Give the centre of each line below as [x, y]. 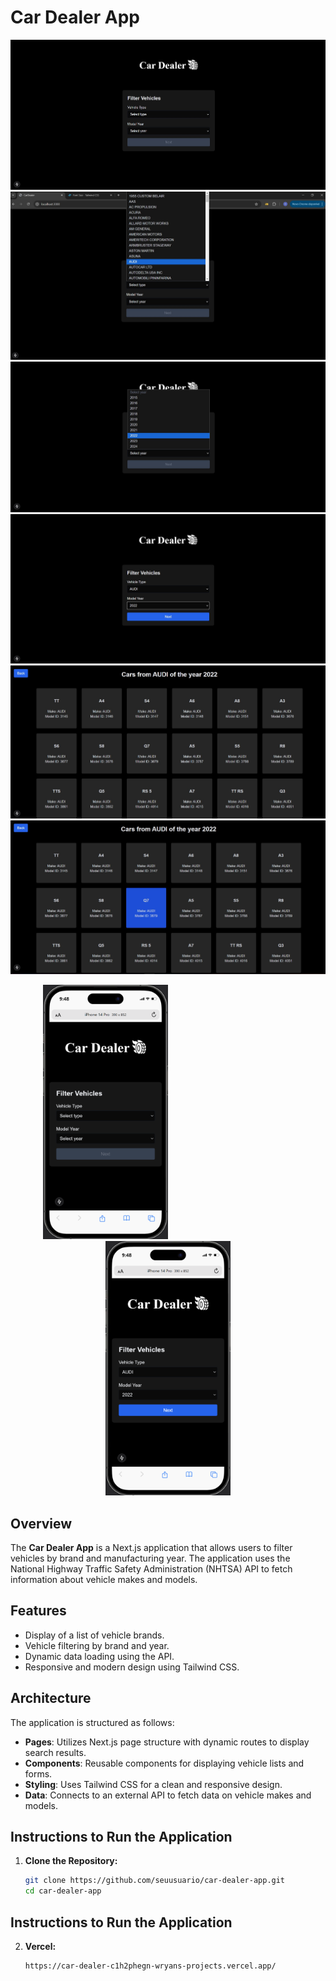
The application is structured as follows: [92, 1722]
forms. [38, 1773]
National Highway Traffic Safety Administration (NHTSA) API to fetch [151, 1569]
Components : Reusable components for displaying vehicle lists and [164, 1763]
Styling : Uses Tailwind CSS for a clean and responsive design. [153, 1784]
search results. [55, 1752]
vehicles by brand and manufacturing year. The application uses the [150, 1558]
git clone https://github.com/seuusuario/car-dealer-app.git [155, 1881]
